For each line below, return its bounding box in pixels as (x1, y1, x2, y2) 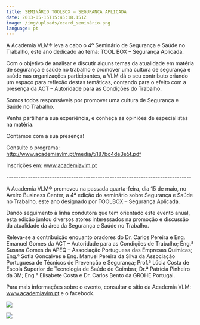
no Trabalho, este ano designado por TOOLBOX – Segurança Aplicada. (6, 198, 180, 205)
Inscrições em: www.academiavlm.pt (6, 162, 97, 169)
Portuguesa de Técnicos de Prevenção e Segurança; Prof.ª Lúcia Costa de (6, 259, 190, 266)
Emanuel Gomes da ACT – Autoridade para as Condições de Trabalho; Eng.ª (6, 240, 194, 247)
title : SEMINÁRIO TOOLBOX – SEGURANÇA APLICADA (6, 8, 127, 15)
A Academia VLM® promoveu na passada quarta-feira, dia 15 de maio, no (6, 185, 187, 192)
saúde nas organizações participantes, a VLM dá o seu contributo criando (6, 72, 188, 79)
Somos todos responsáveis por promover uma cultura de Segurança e (6, 97, 179, 104)
